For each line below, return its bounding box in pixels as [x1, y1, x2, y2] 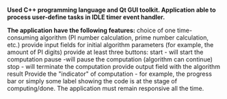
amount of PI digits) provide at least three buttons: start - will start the [7, 48, 204, 56]
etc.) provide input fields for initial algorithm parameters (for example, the [7, 41, 214, 48]
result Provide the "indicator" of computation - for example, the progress [7, 70, 212, 78]
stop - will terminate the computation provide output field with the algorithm [7, 63, 221, 70]
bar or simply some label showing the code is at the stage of [7, 77, 178, 85]
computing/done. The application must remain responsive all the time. [7, 85, 204, 92]
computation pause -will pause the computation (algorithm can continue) [7, 55, 213, 63]
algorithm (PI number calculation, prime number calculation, [40, 33, 209, 42]
